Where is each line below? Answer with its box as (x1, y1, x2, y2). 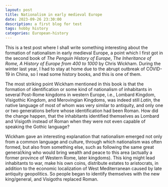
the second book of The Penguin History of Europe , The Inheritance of (5, 55, 152, 61)
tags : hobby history (5, 26, 49, 31)
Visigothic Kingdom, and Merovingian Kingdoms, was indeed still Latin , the (5, 97, 160, 103)
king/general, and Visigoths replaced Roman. (5, 176, 99, 182)
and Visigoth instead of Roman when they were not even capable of (5, 119, 146, 124)
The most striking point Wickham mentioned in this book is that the (5, 81, 144, 87)
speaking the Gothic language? (5, 124, 70, 130)
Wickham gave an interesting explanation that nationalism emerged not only (5, 134, 162, 139)
